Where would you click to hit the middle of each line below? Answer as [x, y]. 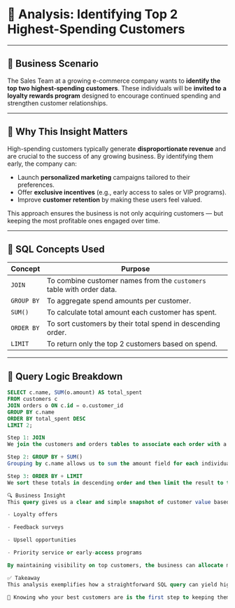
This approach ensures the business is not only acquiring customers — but [115, 213]
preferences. [36, 185]
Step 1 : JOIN [26, 438]
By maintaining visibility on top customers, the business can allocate [115, 565]
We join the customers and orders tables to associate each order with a [117, 444]
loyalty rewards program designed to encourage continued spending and [114, 95]
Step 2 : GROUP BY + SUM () [45, 457]
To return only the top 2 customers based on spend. [132, 344]
